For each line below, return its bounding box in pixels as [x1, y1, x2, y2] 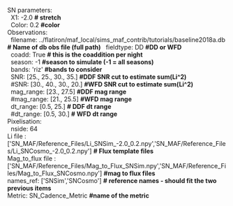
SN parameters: [7, 6, 52, 14]
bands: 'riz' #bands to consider [10, 66, 103, 73]
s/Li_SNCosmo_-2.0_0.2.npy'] [7, 147, 92, 155]
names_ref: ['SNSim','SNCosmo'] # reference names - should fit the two [7, 177, 217, 184]
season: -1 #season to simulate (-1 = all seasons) [10, 58, 154, 66]
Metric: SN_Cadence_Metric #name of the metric [7, 191, 150, 200]
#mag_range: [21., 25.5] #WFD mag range [10, 95, 133, 103]
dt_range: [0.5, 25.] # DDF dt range [10, 103, 112, 110]
